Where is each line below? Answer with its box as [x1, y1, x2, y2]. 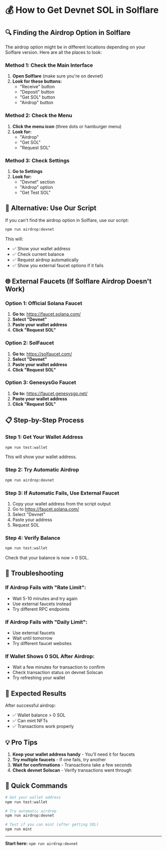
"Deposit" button [19, 89, 55, 95]
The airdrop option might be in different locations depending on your [5, 44, 146, 50]
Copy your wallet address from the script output [12, 501, 111, 507]
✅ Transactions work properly [12, 723, 74, 729]
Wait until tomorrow [12, 635, 53, 641]
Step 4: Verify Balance [5, 534, 61, 541]
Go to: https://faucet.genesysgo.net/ [12, 390, 88, 396]
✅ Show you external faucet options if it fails [12, 262, 104, 268]
